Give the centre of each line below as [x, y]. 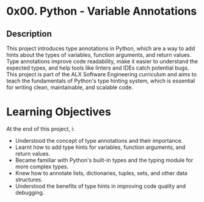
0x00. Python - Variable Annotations [102, 11]
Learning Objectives [59, 112]
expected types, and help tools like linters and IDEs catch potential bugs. [98, 68]
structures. [29, 179]
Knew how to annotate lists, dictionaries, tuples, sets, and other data [101, 173]
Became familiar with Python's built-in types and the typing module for [104, 160]
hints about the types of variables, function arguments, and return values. [99, 55]
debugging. [30, 192]
